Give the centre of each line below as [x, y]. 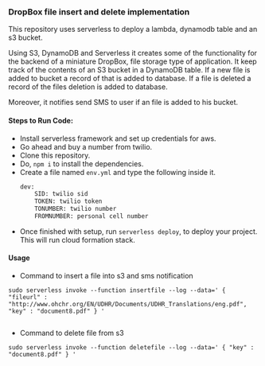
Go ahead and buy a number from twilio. [86, 146]
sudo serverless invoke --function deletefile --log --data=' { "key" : [131, 348]
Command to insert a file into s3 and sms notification [106, 276]
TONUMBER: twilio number [76, 209]
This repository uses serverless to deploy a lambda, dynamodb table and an [133, 29]
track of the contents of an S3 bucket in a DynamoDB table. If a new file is [129, 70]
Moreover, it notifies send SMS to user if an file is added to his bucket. [123, 103]
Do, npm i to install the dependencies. [82, 164]
